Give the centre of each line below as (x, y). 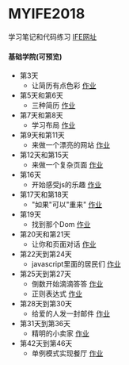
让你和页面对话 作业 (64, 244)
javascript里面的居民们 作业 (76, 264)
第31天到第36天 (45, 324)
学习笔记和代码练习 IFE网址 (53, 36)
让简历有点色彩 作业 (64, 86)
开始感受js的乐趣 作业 (66, 185)
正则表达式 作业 (57, 294)
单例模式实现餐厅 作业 (67, 353)
